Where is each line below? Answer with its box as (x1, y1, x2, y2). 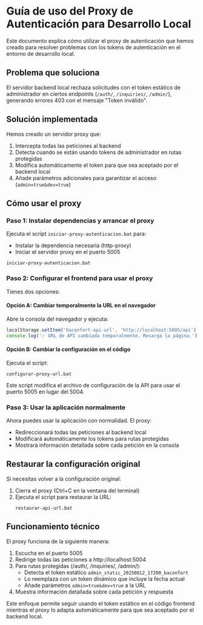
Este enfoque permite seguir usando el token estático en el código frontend (6, 600, 195, 607)
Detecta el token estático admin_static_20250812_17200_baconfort (24, 569, 189, 576)
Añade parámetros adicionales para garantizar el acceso (15, 174, 156, 181)
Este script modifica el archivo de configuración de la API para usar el (6, 381, 181, 389)
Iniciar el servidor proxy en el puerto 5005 (15, 249, 121, 256)
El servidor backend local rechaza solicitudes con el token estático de (6, 84, 181, 91)
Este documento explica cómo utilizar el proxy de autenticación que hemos (6, 37, 194, 44)
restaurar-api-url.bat (15, 505, 73, 511)
